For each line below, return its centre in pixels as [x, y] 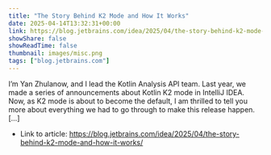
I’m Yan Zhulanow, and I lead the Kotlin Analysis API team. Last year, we [127, 84]
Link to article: [44, 133]
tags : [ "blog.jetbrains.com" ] [59, 61]
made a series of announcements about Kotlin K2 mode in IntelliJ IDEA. [126, 92]
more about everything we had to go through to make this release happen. [132, 109]
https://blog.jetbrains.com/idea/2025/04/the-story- [154, 133]
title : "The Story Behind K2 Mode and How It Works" [99, 16]
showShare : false [38, 38]
